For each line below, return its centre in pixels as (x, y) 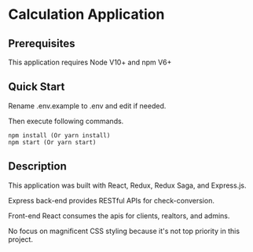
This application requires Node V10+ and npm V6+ (90, 62)
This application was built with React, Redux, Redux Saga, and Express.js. (127, 185)
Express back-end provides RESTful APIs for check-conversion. (111, 200)
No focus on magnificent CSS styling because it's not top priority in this (124, 231)
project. (21, 239)
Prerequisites (42, 44)
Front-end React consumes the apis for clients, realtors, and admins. (119, 215)
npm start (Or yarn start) (52, 142)
